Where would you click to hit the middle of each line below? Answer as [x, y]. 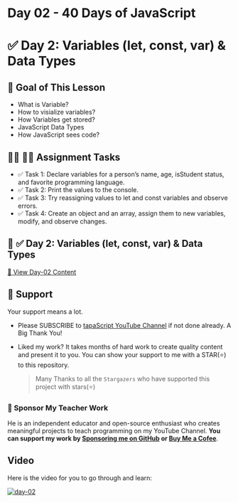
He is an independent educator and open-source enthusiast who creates [114, 423]
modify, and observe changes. [62, 221]
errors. [27, 206]
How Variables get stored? [56, 120]
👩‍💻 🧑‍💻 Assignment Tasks [64, 157]
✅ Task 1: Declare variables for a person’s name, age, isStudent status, [121, 174]
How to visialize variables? [56, 112]
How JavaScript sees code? [59, 135]
